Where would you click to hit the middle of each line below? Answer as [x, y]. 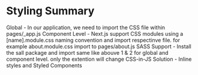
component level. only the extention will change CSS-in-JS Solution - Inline [99, 59]
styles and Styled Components [44, 65]
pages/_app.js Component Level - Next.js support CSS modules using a [95, 33]
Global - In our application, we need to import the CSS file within [86, 27]
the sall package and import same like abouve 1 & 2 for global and [88, 52]
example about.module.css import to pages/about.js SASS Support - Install [99, 46]
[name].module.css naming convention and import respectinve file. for [93, 40]
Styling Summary [50, 11]
